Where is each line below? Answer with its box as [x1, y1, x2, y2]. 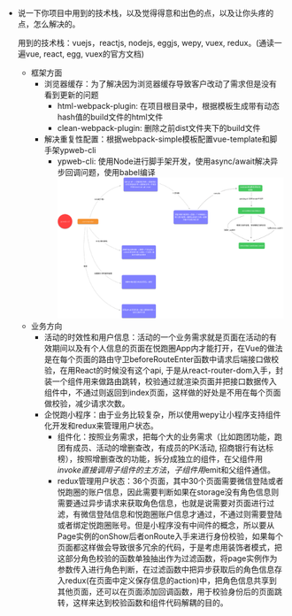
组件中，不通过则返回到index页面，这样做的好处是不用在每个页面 [43, 388, 281, 398]
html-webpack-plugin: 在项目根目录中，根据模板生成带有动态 [57, 101, 280, 111]
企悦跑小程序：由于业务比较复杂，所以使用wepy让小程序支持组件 [43, 410, 281, 420]
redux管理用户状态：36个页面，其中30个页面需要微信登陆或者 [57, 476, 284, 487]
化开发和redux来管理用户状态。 [43, 420, 159, 431]
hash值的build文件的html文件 [57, 112, 164, 122]
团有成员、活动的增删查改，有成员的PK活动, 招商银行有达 [57, 443, 266, 453]
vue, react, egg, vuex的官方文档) [25, 49, 144, 59]
